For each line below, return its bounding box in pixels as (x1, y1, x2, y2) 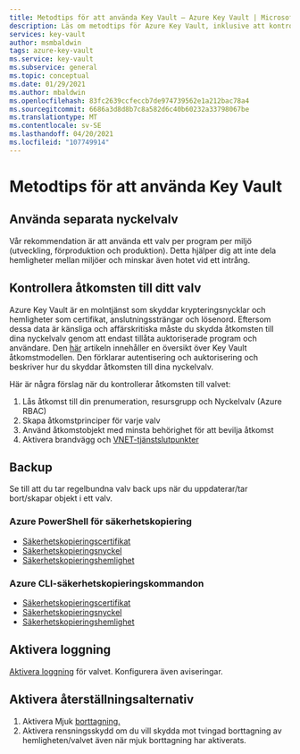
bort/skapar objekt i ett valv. (9, 493, 113, 504)
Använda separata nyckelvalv (9, 212, 179, 227)
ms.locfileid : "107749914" (9, 138, 110, 147)
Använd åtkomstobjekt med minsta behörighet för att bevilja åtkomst (21, 424, 274, 435)
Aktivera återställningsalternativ (9, 692, 195, 707)
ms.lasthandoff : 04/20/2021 (9, 130, 114, 139)
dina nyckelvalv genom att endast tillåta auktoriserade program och (9, 333, 257, 343)
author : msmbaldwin (9, 38, 82, 47)
